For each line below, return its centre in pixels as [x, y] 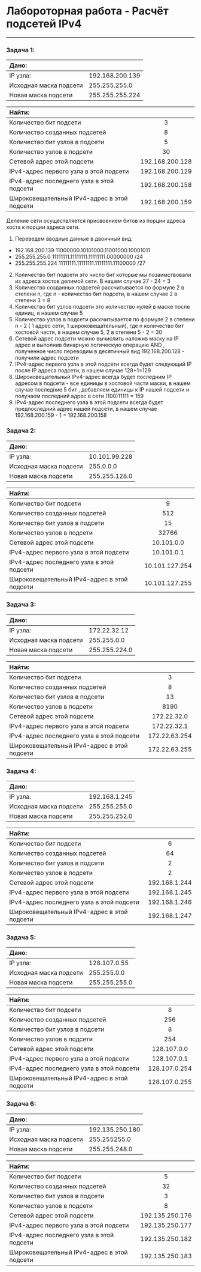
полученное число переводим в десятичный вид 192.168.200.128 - [100, 351]
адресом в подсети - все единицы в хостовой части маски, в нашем [103, 383]
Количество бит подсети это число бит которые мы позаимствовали [103, 275]
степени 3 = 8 [33, 300]
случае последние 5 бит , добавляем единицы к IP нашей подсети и [102, 390]
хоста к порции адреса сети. [43, 227]
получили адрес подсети [47, 358]
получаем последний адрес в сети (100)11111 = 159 [79, 396]
